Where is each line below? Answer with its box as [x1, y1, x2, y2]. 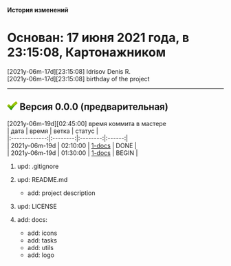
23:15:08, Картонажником [7, 45, 166, 61]
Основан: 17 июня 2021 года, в [7, 30, 190, 45]
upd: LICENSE [16, 202, 57, 210]
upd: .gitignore [16, 162, 59, 170]
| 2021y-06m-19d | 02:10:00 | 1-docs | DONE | [7, 141, 137, 150]
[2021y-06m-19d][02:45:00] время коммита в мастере [7, 119, 167, 127]
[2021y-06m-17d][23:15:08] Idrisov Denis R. [7, 67, 131, 75]
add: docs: [16, 215, 48, 223]
